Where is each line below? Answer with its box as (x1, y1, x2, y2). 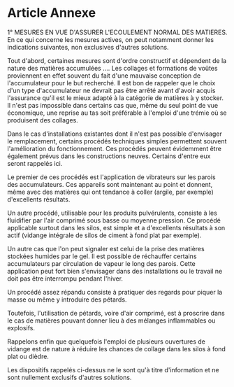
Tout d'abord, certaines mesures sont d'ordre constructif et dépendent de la (7, 56, 227, 64)
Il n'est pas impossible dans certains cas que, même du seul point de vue (7, 101, 219, 109)
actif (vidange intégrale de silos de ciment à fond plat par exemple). (7, 231, 202, 239)
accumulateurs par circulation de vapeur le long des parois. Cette (7, 259, 196, 267)
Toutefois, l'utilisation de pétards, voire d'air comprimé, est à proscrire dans (7, 309, 225, 317)
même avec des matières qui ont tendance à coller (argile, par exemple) (7, 188, 214, 196)
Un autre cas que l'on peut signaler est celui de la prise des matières (7, 244, 205, 253)
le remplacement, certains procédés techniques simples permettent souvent (7, 136, 227, 145)
